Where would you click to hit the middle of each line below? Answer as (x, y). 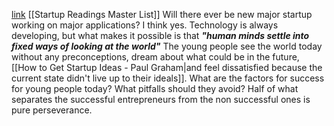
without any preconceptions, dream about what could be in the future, (155, 57)
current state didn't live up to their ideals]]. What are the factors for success (168, 78)
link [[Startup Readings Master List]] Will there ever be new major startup (162, 14)
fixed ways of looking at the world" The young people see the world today (167, 46)
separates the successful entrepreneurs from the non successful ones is (161, 99)
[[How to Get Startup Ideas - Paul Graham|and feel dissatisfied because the (167, 67)
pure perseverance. (52, 110)
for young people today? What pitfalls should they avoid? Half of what (155, 88)
